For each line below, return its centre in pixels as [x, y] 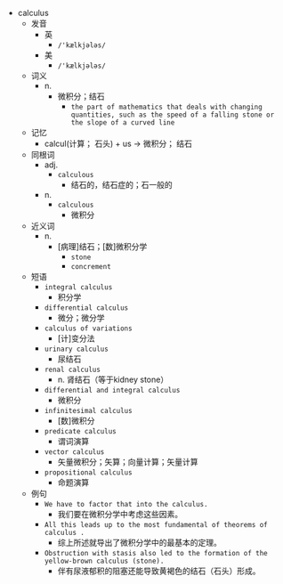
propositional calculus [88, 473]
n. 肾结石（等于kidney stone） [113, 379]
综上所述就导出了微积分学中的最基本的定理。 [140, 543]
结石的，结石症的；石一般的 [121, 185]
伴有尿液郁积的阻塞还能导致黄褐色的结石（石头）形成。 [159, 571]
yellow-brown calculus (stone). [104, 561]
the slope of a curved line [123, 123]
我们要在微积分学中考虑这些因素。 [120, 514]
